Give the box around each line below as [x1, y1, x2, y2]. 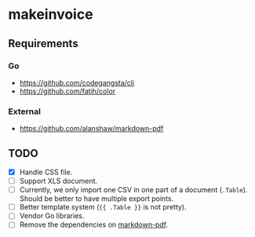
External [8, 106, 42, 117]
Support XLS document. [19, 177, 98, 186]
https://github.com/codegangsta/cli [19, 78, 135, 87]
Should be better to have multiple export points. [19, 194, 174, 203]
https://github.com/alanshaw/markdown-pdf [19, 124, 164, 133]
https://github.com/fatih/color [19, 86, 116, 96]
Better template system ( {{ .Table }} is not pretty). [19, 202, 187, 212]
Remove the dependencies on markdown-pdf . [19, 220, 169, 229]
